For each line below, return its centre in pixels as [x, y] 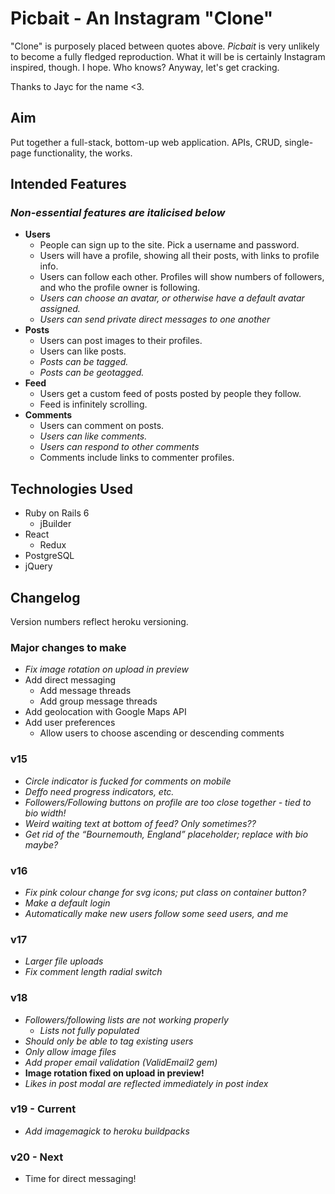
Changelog [45, 597]
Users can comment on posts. [102, 426]
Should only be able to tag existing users [109, 1041]
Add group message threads [98, 701]
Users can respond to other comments [119, 447]
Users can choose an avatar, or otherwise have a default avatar [172, 298]
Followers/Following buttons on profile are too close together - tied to [168, 802]
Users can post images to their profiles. [121, 341]
